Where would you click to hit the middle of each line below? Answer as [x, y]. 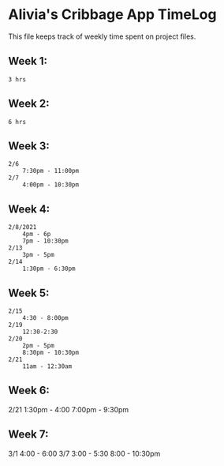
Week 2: [29, 104]
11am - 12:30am [47, 366]
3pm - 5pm [39, 255]
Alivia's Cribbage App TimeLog [112, 15]
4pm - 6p [37, 235]
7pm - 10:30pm [45, 241]
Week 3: [29, 146]
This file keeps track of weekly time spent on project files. [102, 36]
